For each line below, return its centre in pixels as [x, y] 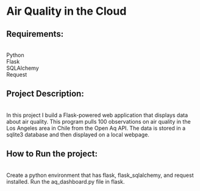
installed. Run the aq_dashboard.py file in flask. [66, 181]
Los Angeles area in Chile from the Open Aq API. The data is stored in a [96, 128]
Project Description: [45, 94]
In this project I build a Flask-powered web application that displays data [97, 115]
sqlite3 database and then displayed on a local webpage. [78, 134]
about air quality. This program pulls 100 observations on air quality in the [98, 121]
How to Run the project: [52, 154]
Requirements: [35, 34]
